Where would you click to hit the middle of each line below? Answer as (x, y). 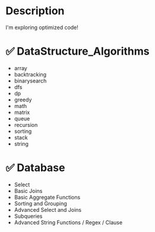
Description (35, 11)
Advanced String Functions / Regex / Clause (68, 222)
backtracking (30, 74)
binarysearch (30, 81)
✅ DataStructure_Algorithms (77, 51)
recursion (26, 125)
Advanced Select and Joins (48, 209)
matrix (22, 112)
